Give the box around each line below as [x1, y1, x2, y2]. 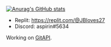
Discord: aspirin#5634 [14, 23, 69, 30]
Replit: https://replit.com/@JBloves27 [14, 17, 105, 23]
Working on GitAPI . [6, 34, 52, 41]
